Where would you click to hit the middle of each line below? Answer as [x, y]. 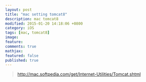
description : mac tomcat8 [32, 19]
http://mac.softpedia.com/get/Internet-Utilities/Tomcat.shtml [79, 74]
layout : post [19, 10]
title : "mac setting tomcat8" [36, 14]
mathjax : [14, 51]
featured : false [22, 56]
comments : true [21, 46]
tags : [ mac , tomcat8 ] [27, 33]
